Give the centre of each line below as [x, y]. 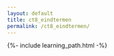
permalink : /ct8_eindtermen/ [48, 26]
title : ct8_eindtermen [39, 20]
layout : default [30, 13]
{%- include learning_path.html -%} [57, 46]
